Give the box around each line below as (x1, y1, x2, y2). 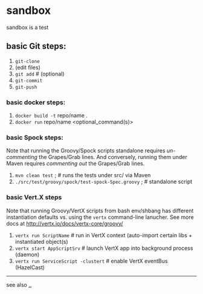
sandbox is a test (6, 24, 49, 31)
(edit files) (14, 64, 41, 71)
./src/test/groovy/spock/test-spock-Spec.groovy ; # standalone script (14, 178, 193, 185)
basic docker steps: (6, 98, 66, 106)
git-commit (14, 77, 43, 83)
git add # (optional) (14, 70, 65, 77)
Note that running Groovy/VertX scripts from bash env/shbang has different (6, 207, 194, 214)
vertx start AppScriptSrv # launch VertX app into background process (14, 244, 193, 252)
